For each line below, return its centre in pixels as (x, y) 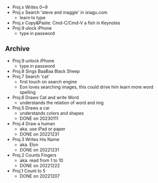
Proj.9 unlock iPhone (33, 61)
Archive (17, 49)
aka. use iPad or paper (42, 129)
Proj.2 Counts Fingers (34, 155)
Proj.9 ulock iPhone (32, 28)
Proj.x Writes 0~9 (30, 7)
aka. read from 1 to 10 (41, 160)
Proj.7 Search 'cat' (31, 76)
